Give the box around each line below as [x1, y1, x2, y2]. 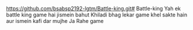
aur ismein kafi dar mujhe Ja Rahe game [6, 18, 104, 24]
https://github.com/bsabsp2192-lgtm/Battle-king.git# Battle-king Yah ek [6, 5, 181, 12]
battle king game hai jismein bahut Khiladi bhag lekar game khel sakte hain [6, 11, 188, 18]
